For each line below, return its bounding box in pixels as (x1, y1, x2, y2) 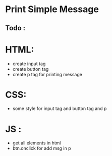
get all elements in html (12, 140, 61, 146)
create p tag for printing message (12, 71, 82, 77)
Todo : (5, 24, 26, 32)
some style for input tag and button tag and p (12, 106, 107, 112)
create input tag (12, 61, 46, 67)
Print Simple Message (5, 4, 99, 15)
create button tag (12, 66, 49, 72)
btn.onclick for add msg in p (12, 145, 71, 151)
